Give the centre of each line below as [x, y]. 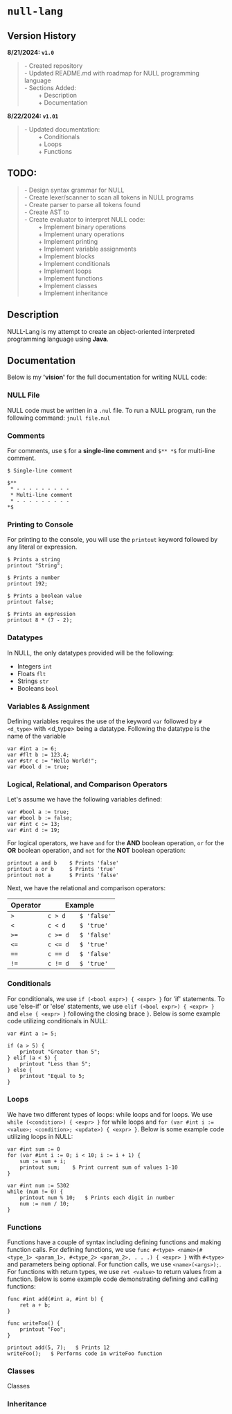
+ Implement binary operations [82, 227]
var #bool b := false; [40, 818]
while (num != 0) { [35, 1192]
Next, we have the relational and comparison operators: [87, 888]
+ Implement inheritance [73, 293]
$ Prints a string [34, 560]
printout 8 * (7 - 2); [40, 620]
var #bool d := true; [38, 767]
